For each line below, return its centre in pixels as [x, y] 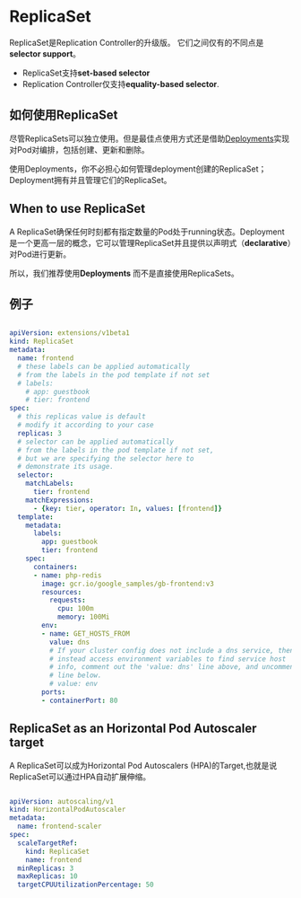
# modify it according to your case [86, 425]
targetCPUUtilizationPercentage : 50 [86, 885]
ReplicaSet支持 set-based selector [86, 73]
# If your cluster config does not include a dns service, [162, 650]
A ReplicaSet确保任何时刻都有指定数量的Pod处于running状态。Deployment [147, 232]
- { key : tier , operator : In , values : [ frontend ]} [127, 508]
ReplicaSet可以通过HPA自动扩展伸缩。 [80, 776]
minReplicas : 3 [46, 868]
